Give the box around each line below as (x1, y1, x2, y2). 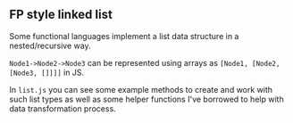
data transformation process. (9, 102, 116, 114)
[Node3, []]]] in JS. (9, 67, 85, 78)
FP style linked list (9, 7, 113, 22)
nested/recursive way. (9, 40, 91, 51)
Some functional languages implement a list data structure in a (9, 30, 239, 41)
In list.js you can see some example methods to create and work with (9, 84, 273, 94)
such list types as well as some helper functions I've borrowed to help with (9, 94, 284, 104)
